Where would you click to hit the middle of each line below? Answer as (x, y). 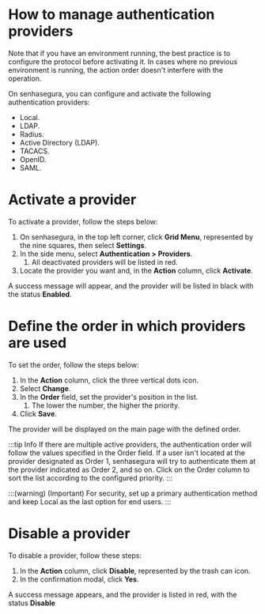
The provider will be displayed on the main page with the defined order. (125, 429)
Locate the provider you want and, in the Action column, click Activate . (136, 270)
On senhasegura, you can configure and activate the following (110, 93)
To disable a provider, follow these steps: (75, 556)
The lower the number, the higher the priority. (106, 405)
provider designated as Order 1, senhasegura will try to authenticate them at (132, 461)
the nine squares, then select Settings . (83, 245)
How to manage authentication (112, 15)
